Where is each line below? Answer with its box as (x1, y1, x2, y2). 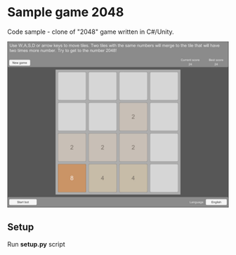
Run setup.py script (7, 240, 65, 248)
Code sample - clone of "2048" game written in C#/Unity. (7, 27, 174, 36)
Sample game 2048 (7, 4, 124, 20)
